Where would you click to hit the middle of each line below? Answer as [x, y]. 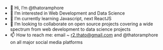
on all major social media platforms [46, 42]
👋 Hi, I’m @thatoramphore [37, 8]
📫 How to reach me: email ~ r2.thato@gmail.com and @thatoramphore [84, 35]
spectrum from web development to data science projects [70, 29]
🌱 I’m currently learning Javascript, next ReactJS [61, 18]
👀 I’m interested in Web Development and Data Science [67, 13]
